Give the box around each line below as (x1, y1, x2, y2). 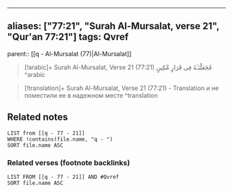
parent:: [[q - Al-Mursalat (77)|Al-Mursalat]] (7, 49, 132, 58)
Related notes (7, 112, 68, 123)
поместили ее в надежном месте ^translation (24, 91, 158, 99)
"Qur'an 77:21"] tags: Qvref (7, 31, 129, 43)
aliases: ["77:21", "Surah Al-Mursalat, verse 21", (7, 20, 220, 32)
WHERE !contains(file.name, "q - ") (7, 136, 113, 143)
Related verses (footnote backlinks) (7, 157, 130, 167)
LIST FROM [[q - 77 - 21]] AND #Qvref (7, 173, 119, 180)
